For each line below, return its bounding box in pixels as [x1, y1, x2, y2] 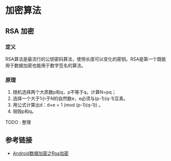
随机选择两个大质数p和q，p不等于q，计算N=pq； [12, 89, 116, 95]
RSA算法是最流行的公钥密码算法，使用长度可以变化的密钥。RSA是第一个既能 [5, 56, 166, 62]
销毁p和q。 [12, 108, 37, 114]
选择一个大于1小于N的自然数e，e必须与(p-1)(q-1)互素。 [12, 95, 129, 102]
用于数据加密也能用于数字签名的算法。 [5, 62, 86, 68]
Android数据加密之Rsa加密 [12, 150, 69, 156]
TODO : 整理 [5, 119, 32, 126]
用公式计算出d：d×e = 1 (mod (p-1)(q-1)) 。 [12, 102, 104, 108]
